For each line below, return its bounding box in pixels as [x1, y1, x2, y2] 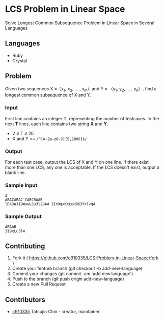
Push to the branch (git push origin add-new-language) [12, 276, 124, 282]
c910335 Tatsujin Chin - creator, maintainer [12, 309, 100, 315]
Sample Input [5, 181, 38, 188]
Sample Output [5, 213, 42, 220]
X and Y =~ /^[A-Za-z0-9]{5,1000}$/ [12, 136, 87, 142]
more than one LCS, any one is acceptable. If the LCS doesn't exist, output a [5, 164, 160, 170]
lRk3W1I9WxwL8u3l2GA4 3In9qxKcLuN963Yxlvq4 [5, 202, 96, 207]
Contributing [5, 242, 45, 250]
